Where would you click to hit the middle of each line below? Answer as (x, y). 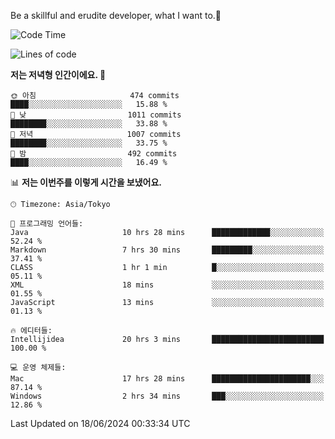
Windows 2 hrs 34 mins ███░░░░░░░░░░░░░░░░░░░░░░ (167, 396)
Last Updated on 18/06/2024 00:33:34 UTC (100, 423)
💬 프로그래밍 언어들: (47, 224)
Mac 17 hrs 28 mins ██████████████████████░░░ (167, 379)
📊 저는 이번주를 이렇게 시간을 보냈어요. (86, 182)
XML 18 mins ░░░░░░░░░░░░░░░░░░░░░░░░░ (167, 285)
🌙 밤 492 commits (94, 154)
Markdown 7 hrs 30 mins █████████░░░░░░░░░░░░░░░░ (167, 250)
